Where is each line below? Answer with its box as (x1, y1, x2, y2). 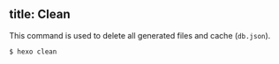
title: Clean (9, 7, 71, 22)
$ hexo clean (9, 47, 57, 56)
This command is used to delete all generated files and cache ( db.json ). (9, 30, 271, 40)
